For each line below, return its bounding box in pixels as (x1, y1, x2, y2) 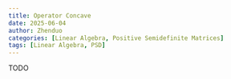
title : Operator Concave (8, 11, 91, 20)
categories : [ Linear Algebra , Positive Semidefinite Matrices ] (8, 34, 225, 42)
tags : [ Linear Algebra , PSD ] (8, 41, 106, 49)
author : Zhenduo (8, 26, 63, 34)
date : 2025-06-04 (8, 19, 67, 27)
